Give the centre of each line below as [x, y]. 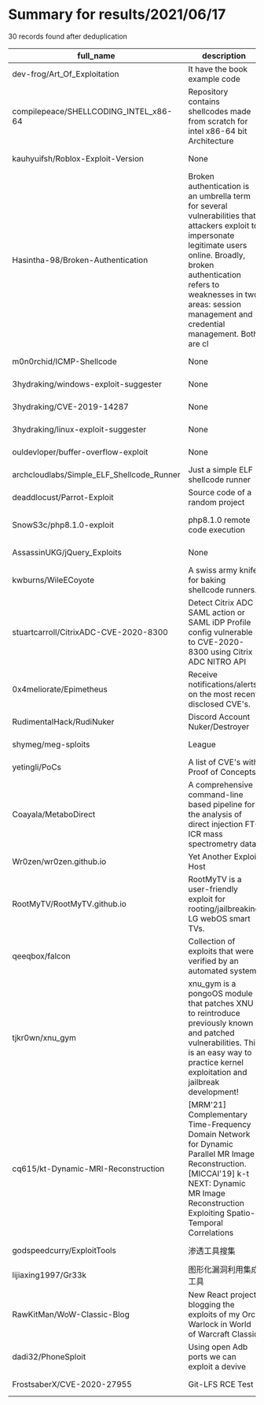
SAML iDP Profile [220, 622]
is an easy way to [220, 1052]
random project [216, 502]
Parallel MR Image [222, 1154]
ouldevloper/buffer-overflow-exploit [80, 452]
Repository [208, 91]
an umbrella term [220, 196]
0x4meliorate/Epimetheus [60, 689]
